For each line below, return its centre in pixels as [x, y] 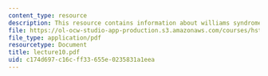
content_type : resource [48, 15]
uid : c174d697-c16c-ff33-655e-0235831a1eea [82, 60]
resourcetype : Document [48, 45]
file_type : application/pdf [55, 38]
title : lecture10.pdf [44, 52]
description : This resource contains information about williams [119, 23]
